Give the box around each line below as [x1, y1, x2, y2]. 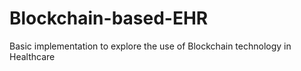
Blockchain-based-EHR [9, 7, 209, 30]
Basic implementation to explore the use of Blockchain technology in [9, 40, 292, 52]
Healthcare [9, 50, 56, 62]
